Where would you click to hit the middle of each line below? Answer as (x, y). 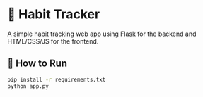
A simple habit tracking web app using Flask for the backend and (102, 34)
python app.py (28, 86)
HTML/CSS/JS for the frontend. (53, 41)
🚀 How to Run (37, 64)
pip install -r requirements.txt (57, 79)
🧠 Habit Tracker (54, 14)
